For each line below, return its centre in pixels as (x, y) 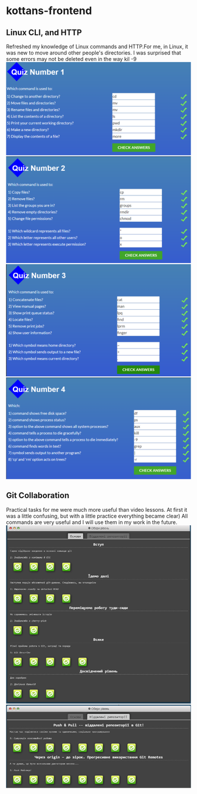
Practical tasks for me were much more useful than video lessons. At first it (97, 509)
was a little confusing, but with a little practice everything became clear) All (97, 516)
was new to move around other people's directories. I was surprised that (94, 53)
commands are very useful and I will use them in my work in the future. (92, 522)
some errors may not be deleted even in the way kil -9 (71, 59)
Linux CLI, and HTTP (44, 33)
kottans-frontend (49, 11)
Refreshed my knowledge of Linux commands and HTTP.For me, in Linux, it (97, 46)
